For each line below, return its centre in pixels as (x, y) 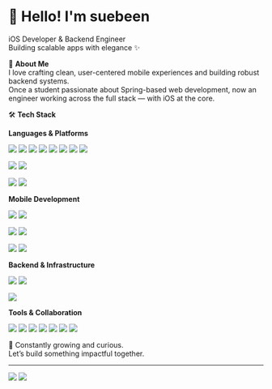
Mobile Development (44, 199)
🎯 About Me (29, 63)
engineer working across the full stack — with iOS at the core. (112, 98)
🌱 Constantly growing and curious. (66, 344)
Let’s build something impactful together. (76, 353)
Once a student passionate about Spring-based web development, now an (132, 89)
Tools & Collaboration (45, 312)
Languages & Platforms (49, 133)
